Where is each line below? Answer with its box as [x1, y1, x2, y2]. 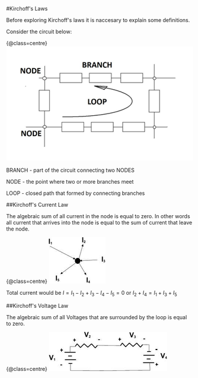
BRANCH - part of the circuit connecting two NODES [6, 166, 135, 174]
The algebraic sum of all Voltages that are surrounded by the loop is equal [6, 313, 187, 320]
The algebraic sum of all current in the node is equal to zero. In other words [6, 213, 191, 220]
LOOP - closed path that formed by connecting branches [6, 190, 145, 197]
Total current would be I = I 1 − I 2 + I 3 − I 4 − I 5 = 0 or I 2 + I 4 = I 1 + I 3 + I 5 [6, 289, 177, 298]
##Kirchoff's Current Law [6, 201, 69, 209]
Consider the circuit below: [6, 28, 72, 35]
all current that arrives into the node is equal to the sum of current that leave [6, 219, 193, 226]
